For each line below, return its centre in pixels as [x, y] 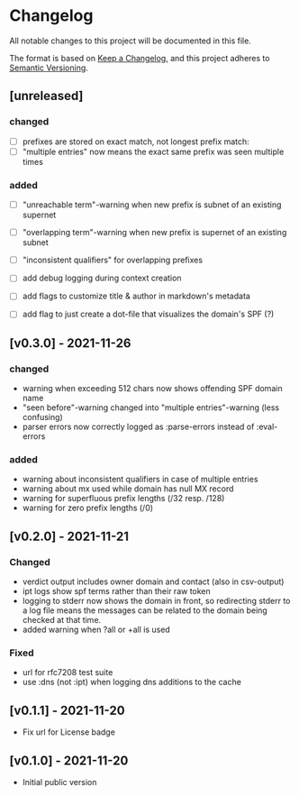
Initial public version [59, 782]
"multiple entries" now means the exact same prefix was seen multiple [153, 151]
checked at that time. [62, 620]
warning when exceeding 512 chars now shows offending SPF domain [152, 389]
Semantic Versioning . [49, 68]
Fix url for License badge [68, 732]
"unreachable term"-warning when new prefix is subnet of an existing [152, 205]
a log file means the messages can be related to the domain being [145, 610]
